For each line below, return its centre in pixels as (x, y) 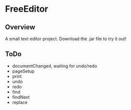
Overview (20, 27)
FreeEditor (27, 9)
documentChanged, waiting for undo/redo (55, 66)
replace (20, 102)
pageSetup (23, 71)
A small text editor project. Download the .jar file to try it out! (66, 39)
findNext (21, 97)
